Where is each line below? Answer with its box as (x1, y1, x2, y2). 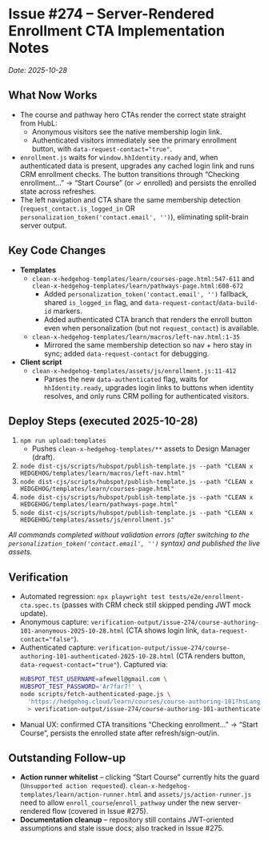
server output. (19, 220, 67, 230)
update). (19, 609, 48, 618)
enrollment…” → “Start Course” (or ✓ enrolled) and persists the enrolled (19, 178, 257, 187)
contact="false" (19, 636, 74, 644)
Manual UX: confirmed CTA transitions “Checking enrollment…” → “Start (19, 719, 258, 729)
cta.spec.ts (19, 602, 60, 610)
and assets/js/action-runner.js (143, 790, 252, 799)
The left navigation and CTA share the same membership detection (19, 195, 241, 204)
